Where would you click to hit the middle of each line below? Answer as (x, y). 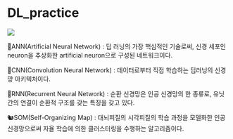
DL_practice (43, 13)
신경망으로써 (25, 128)
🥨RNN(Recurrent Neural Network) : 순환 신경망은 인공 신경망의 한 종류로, (109, 93)
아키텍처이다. (33, 79)
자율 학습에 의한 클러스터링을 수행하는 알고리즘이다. (114, 128)
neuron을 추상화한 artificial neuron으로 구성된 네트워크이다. (90, 55)
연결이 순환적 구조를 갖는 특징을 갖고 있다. (77, 102)
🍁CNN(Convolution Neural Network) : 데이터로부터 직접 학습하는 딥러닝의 (110, 70)
